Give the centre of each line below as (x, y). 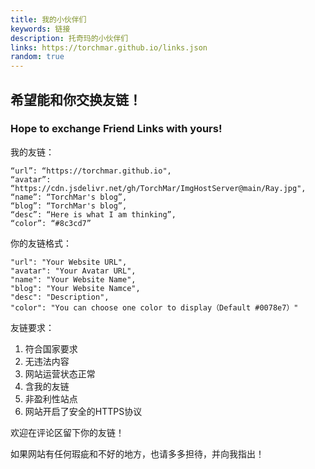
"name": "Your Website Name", (73, 279)
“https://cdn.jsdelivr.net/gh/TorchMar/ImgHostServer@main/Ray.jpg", (158, 188)
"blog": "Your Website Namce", (75, 288)
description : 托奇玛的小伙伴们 (69, 38)
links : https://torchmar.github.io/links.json (109, 47)
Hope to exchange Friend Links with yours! (116, 129)
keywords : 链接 (40, 29)
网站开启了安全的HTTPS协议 (83, 411)
